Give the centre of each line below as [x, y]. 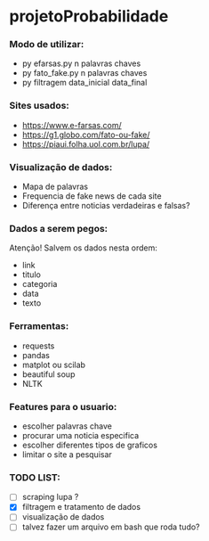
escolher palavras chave [67, 426]
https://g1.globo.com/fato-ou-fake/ [86, 135]
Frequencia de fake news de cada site [92, 196]
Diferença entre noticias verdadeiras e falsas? [106, 206]
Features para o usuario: [63, 406]
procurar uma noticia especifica [80, 435]
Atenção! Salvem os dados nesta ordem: [84, 248]
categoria [40, 284]
